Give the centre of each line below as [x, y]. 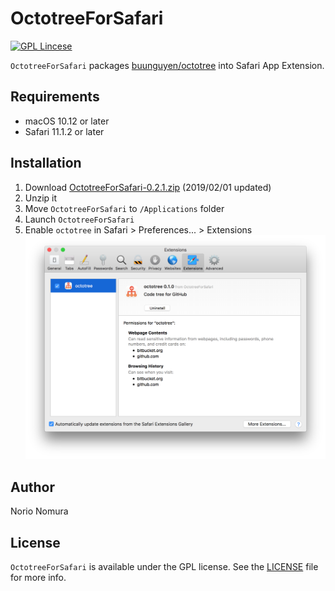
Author [32, 487]
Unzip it [41, 198]
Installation [46, 163]
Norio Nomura [39, 511]
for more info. [38, 577]
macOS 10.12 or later [67, 121]
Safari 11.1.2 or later [64, 131]
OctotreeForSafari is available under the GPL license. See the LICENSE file [164, 566]
